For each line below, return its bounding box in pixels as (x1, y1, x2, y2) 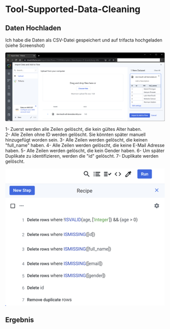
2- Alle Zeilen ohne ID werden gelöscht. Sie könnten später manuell (5, 131, 146, 137)
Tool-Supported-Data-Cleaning (5, 4, 141, 15)
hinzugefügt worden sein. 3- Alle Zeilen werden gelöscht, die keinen (5, 137, 148, 143)
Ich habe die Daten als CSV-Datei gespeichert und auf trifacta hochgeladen (5, 37, 163, 43)
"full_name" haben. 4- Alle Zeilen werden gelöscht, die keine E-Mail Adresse (5, 143, 165, 149)
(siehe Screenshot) (5, 42, 45, 49)
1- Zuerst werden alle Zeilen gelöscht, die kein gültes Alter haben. (5, 126, 142, 132)
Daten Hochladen (5, 24, 62, 32)
